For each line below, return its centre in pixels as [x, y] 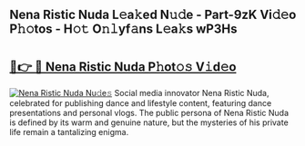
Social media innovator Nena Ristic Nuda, [192, 93]
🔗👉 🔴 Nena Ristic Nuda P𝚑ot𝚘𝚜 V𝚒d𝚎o [123, 67]
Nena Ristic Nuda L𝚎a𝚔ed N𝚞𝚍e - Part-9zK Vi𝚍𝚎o [153, 15]
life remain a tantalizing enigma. [69, 132]
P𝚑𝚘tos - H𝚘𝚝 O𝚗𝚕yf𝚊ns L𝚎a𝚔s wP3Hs [123, 29]
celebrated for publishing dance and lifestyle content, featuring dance [141, 103]
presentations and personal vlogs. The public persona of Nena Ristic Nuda [149, 113]
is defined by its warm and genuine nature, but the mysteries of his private [149, 122]
